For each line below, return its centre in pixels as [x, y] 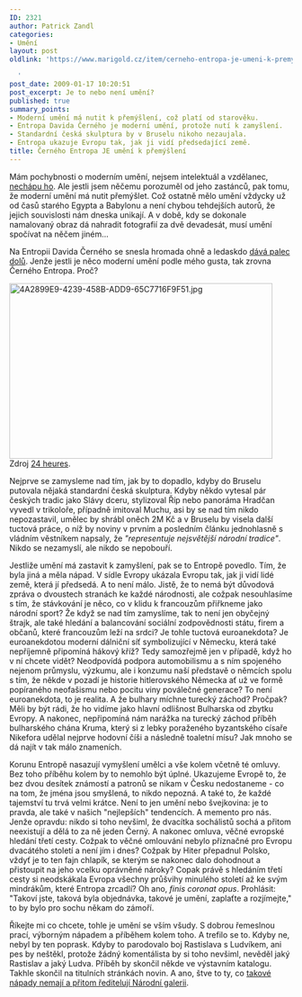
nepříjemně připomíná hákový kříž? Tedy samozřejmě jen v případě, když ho [151, 651]
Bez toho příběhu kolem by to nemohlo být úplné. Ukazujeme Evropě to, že [148, 774]
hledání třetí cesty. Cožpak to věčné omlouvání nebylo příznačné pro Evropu [151, 840]
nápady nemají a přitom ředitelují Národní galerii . [99, 983]
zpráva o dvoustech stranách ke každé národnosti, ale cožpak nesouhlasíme [151, 594]
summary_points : [40, 109]
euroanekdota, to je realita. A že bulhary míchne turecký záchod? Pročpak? [148, 699]
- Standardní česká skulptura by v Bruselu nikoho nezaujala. [128, 135]
